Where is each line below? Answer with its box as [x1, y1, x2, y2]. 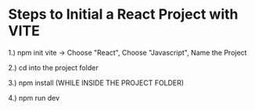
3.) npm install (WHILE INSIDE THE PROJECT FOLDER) [8, 78, 185, 87]
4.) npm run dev [8, 93, 60, 102]
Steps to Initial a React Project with [8, 5, 239, 23]
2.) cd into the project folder [8, 62, 99, 72]
